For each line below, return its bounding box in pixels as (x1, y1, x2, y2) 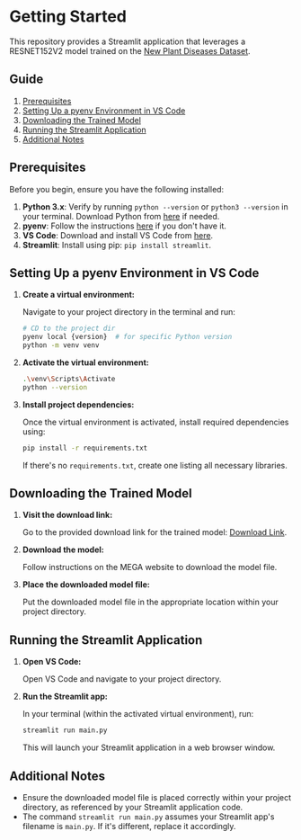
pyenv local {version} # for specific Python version (22, 333, 233, 342)
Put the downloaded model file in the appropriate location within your (22, 596, 279, 608)
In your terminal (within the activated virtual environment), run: (22, 709, 254, 719)
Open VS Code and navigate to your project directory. (22, 674, 222, 684)
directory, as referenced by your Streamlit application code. (22, 801, 243, 812)
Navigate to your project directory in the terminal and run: (22, 307, 236, 317)
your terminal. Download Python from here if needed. (22, 210, 220, 221)
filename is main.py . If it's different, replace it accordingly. (22, 820, 236, 831)
